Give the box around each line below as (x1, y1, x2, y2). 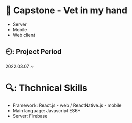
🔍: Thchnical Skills (5, 82, 88, 93)
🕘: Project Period (5, 48, 62, 56)
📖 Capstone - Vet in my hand (5, 5, 128, 16)
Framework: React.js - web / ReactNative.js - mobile (12, 102, 122, 108)
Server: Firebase (12, 113, 48, 119)
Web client (12, 32, 36, 38)
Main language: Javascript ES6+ (12, 107, 81, 113)
